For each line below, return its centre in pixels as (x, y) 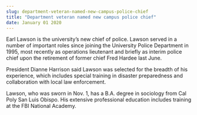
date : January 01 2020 (34, 22)
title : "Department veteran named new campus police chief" (81, 17)
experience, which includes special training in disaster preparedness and (95, 76)
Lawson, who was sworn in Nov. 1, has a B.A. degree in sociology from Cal (96, 93)
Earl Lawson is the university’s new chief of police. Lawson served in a (92, 40)
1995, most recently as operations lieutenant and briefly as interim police (94, 52)
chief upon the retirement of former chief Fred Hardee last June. (84, 58)
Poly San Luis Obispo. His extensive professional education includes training (99, 100)
